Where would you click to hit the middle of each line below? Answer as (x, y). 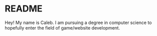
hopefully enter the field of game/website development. (62, 27)
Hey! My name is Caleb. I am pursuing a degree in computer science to (78, 22)
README (24, 9)
